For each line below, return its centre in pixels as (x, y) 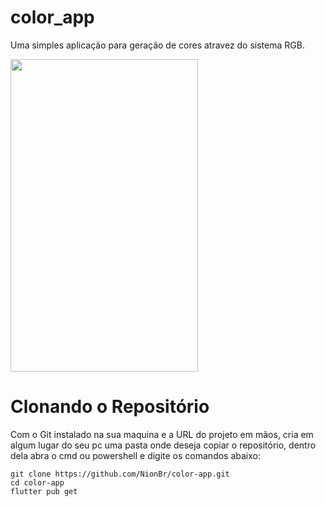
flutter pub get (44, 491)
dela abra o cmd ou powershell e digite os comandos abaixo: (136, 455)
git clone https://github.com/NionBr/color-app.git (120, 474)
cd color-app (37, 482)
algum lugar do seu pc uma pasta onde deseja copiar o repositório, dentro (163, 445)
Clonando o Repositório (110, 407)
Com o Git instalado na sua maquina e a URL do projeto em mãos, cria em (162, 434)
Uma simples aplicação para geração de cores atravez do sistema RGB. (157, 45)
